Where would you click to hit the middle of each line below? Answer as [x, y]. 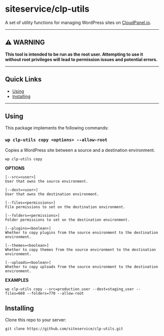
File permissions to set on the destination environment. [65, 207]
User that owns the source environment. [47, 181]
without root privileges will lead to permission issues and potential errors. [81, 59]
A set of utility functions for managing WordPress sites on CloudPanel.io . [78, 22]
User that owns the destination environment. [52, 194]
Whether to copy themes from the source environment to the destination [81, 250]
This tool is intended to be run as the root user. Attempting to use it [74, 54]
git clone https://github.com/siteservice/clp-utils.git [64, 329]
